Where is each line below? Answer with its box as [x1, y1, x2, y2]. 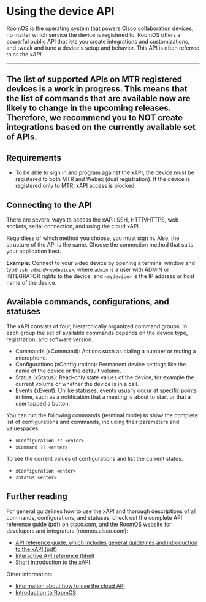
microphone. [15, 354, 48, 361]
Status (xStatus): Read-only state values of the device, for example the [15, 373, 194, 381]
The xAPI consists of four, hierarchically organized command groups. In [6, 322, 188, 330]
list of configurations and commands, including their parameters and [6, 418, 180, 425]
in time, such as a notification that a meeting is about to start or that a [15, 393, 191, 400]
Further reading [6, 491, 67, 501]
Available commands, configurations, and [6, 296, 170, 307]
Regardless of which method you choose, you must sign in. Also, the [6, 234, 180, 242]
